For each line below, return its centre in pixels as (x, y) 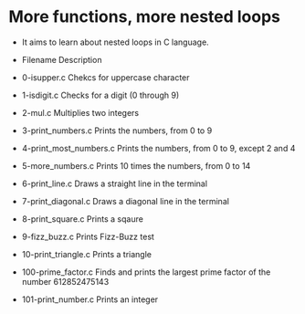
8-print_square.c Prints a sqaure (82, 219)
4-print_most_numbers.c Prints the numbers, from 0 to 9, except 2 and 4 (158, 148)
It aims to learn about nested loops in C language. (115, 42)
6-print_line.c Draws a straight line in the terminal (114, 183)
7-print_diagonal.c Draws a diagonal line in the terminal (126, 201)
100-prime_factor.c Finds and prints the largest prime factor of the (146, 272)
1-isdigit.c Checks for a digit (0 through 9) (100, 95)
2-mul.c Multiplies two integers (80, 112)
